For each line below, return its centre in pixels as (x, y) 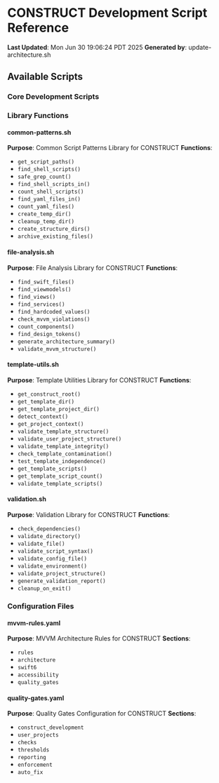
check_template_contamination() (65, 454)
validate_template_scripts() (60, 483)
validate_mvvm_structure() (57, 349)
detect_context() (43, 416)
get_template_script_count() (60, 476)
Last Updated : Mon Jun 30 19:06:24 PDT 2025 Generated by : (97, 47)
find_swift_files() (46, 282)
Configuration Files (41, 606)
